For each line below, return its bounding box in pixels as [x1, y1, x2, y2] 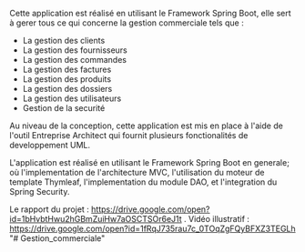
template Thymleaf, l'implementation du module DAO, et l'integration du [9, 176, 278, 187]
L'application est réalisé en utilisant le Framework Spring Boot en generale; [9, 157, 290, 167]
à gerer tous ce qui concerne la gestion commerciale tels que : [9, 17, 244, 28]
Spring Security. [9, 186, 70, 197]
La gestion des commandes [22, 55, 127, 65]
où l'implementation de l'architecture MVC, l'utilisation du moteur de [9, 167, 265, 177]
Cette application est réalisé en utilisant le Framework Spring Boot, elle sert [9, 8, 291, 18]
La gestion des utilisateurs [22, 93, 122, 104]
